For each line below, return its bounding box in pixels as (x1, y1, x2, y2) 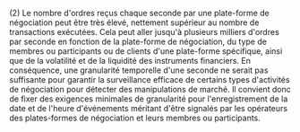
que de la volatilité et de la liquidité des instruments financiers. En (9, 56, 251, 66)
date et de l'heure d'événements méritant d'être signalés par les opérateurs (9, 103, 288, 113)
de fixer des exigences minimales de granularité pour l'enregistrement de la (9, 93, 288, 104)
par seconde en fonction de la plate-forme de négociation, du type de (9, 36, 267, 47)
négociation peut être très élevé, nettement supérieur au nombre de (9, 17, 260, 28)
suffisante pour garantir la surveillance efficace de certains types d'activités (9, 75, 290, 84)
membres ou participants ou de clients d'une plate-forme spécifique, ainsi (9, 46, 283, 57)
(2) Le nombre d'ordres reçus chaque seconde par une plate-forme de (9, 8, 270, 18)
